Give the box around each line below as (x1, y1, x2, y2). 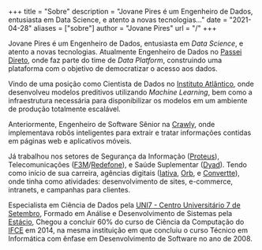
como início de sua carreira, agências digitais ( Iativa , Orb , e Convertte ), (8, 169, 241, 177)
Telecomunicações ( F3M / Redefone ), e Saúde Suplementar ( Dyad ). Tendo (8, 160, 247, 169)
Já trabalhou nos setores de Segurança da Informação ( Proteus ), (8, 151, 219, 161)
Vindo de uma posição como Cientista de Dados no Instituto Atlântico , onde (8, 79, 254, 88)
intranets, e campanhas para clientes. (8, 185, 131, 194)
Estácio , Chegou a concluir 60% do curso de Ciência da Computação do (8, 217, 245, 226)
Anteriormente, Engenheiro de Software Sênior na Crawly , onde (8, 120, 215, 129)
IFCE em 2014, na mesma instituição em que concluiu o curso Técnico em (8, 226, 249, 235)
